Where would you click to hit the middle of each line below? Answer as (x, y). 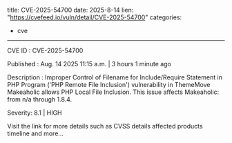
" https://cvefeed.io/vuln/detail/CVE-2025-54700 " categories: (95, 17)
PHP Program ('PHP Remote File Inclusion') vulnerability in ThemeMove (109, 85)
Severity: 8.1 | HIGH (35, 113)
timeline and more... (36, 133)
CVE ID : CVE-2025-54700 (45, 50)
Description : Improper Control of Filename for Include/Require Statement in (115, 77)
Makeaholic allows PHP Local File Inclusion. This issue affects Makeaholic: (113, 92)
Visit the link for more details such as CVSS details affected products (105, 126)
